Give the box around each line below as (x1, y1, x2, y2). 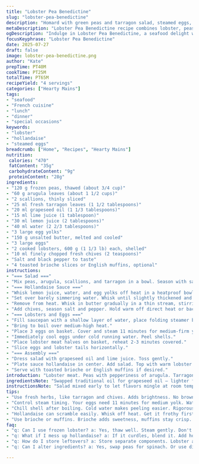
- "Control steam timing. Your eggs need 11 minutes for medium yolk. (6, 400, 184, 406)
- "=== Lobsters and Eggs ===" (6, 312, 84, 318)
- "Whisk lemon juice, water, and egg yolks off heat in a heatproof (6, 290, 182, 296)
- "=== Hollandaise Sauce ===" (6, 284, 84, 290)
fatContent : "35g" (8, 163, 54, 169)
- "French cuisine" (6, 102, 54, 108)
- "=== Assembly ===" (6, 350, 60, 356)
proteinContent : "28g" (8, 174, 65, 180)
